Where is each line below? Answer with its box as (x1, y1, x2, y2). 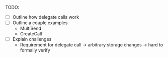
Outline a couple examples (12, 20, 68, 26)
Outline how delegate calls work (12, 14, 79, 20)
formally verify (20, 47, 50, 53)
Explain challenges (12, 36, 52, 42)
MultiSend (20, 25, 42, 32)
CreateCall (20, 31, 42, 37)
